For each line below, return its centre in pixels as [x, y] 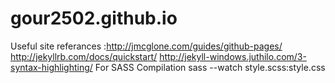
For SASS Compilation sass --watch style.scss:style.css [210, 67]
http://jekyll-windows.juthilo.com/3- [233, 56]
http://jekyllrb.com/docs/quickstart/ [84, 56]
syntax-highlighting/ [51, 67]
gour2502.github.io [94, 18]
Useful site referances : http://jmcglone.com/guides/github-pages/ [146, 46]
